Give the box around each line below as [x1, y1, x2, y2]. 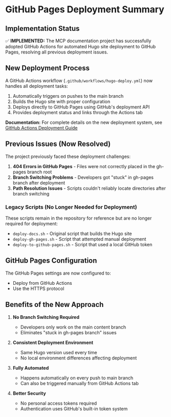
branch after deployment [12, 179, 66, 186]
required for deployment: [5, 220, 58, 227]
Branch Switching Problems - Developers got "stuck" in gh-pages [12, 174, 154, 180]
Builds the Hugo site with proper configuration [12, 98, 111, 104]
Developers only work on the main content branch [20, 324, 126, 330]
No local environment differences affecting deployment [20, 355, 137, 361]
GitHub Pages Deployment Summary [5, 4, 165, 15]
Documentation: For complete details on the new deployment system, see [5, 119, 162, 125]
